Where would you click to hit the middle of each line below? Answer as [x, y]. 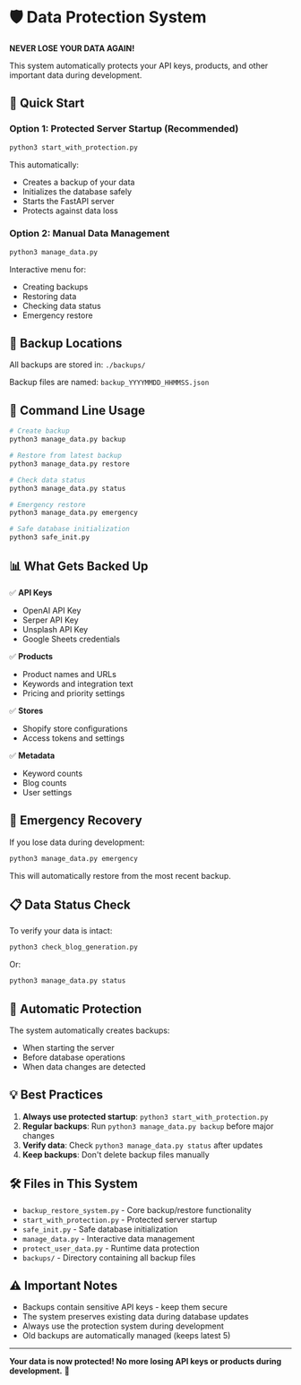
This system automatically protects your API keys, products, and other [139, 65]
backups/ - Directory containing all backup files [109, 1257]
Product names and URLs [69, 674]
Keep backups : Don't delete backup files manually [116, 1154]
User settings [47, 792]
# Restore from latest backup [66, 456]
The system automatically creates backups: [90, 1030]
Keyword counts [52, 773]
